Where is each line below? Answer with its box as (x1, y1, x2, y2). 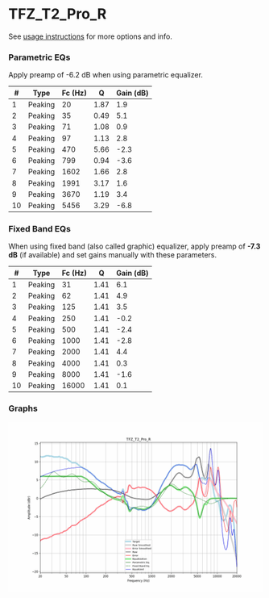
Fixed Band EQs (8, 223, 71, 234)
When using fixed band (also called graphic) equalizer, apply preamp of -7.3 (8, 241, 261, 251)
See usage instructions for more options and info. (8, 31, 173, 41)
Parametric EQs (8, 52, 71, 63)
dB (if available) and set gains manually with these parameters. (8, 250, 217, 260)
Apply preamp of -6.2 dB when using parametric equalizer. (8, 70, 204, 80)
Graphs (8, 403, 38, 414)
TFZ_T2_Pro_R (8, 5, 107, 23)
